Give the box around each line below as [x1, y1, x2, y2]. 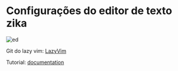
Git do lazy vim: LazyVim [6, 47, 67, 54]
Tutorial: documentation [6, 59, 64, 66]
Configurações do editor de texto [6, 4, 173, 18]
